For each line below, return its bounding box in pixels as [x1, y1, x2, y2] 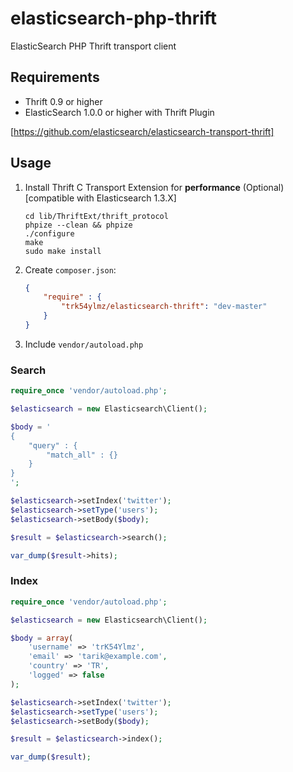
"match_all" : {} [46, 450, 118, 460]
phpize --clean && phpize [24, 220, 133, 230]
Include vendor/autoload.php [24, 338, 144, 350]
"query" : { [28, 440, 78, 451]
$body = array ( [10, 633, 74, 643]
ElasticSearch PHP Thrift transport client [10, 40, 177, 52]
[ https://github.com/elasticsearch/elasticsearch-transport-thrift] [10, 125, 275, 137]
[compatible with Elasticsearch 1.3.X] [24, 192, 177, 204]
